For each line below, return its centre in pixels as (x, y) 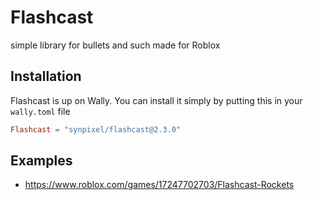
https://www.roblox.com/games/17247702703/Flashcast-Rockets (159, 185)
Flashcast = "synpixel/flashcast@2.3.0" (96, 129)
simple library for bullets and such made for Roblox (115, 45)
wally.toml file (40, 111)
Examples (41, 161)
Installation (46, 76)
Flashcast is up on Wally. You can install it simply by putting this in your (156, 100)
